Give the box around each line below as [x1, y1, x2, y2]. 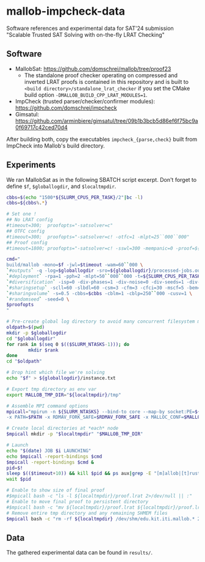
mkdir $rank [28, 347, 59, 353]
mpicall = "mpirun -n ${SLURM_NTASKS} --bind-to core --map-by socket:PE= [6, 408, 195, 414]
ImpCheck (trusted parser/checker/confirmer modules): [15, 97, 156, 105]
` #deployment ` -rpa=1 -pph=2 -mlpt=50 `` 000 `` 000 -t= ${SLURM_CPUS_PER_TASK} [6, 274, 203, 280]
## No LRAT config [6, 217, 53, 223]
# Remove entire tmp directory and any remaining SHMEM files [6, 510, 168, 516]
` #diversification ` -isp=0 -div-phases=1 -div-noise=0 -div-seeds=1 [6, 279, 184, 285]
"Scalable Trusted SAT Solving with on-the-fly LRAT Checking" [6, 31, 165, 38]
